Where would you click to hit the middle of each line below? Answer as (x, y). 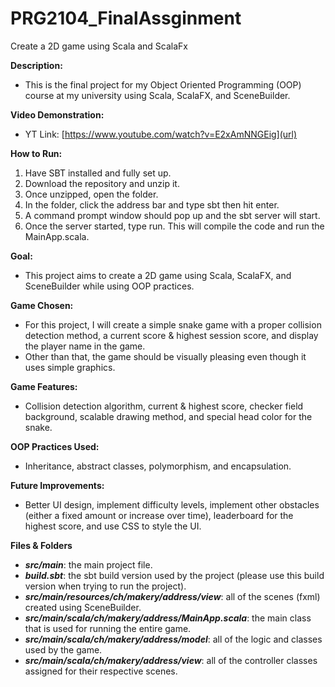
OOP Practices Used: (55, 446)
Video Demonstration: (57, 114)
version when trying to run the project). (105, 586)
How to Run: (36, 153)
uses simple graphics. (70, 367)
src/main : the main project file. (88, 564)
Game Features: (44, 386)
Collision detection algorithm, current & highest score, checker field (164, 406)
